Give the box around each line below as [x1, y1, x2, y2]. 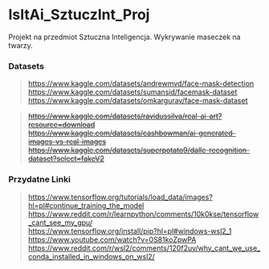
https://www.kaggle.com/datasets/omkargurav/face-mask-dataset [27, 96, 248, 106]
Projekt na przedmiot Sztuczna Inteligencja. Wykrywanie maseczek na [8, 32, 241, 42]
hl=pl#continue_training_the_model [27, 200, 145, 210]
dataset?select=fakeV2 [27, 154, 104, 163]
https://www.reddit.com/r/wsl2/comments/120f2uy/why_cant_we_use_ [27, 243, 261, 253]
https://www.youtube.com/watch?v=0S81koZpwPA [27, 235, 197, 244]
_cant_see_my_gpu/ [27, 218, 93, 227]
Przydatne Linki [8, 174, 71, 185]
